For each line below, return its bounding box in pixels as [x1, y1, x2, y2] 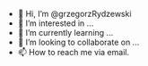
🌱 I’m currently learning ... [17, 28, 114, 37]
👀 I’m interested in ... [17, 18, 94, 29]
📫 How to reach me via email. [17, 47, 130, 57]
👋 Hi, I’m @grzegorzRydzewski [17, 9, 132, 19]
